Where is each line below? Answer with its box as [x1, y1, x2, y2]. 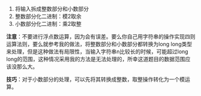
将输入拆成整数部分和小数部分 [14, 5, 89, 12]
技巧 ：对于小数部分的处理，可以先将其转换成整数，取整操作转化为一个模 [6, 76, 185, 83]
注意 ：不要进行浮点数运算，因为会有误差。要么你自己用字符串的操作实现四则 [6, 33, 196, 40]
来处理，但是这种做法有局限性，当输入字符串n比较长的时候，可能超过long [6, 48, 188, 55]
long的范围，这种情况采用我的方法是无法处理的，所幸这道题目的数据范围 [6, 56, 185, 62]
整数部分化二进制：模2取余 [14, 13, 82, 20]
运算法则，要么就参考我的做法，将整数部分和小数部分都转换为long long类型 [6, 41, 193, 47]
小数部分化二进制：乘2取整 [14, 20, 82, 27]
